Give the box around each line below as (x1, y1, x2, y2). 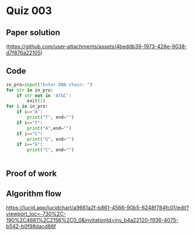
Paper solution (6, 28, 60, 38)
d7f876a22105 (6, 49, 41, 56)
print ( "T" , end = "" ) (27, 114, 75, 121)
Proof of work (6, 169, 57, 179)
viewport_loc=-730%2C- (6, 210, 66, 217)
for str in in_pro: (6, 87, 54, 93)
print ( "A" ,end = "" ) (27, 125, 72, 131)
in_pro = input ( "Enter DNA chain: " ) (6, 81, 93, 87)
